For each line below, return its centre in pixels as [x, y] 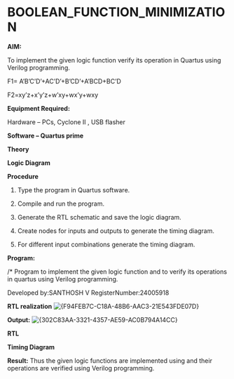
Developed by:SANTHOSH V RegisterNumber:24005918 [88, 293]
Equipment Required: [39, 108]
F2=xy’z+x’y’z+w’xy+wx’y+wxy [53, 95]
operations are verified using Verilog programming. [81, 368]
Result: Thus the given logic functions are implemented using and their [110, 360]
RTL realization [30, 306]
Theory [18, 149]
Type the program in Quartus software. [74, 189]
